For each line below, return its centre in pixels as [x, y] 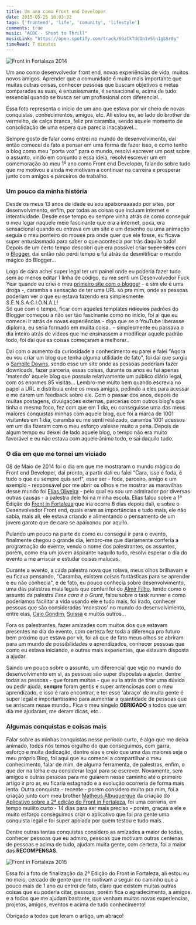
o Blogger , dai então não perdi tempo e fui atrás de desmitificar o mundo [94, 254]
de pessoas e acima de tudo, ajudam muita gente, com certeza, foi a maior [96, 844]
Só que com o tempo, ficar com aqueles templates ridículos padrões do [92, 309]
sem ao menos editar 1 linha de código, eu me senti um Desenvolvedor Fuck [98, 278]
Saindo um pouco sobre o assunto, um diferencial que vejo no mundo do [94, 668]
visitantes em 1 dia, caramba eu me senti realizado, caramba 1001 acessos [96, 420]
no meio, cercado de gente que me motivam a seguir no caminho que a [92, 879]
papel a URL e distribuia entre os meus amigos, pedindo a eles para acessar [98, 389]
